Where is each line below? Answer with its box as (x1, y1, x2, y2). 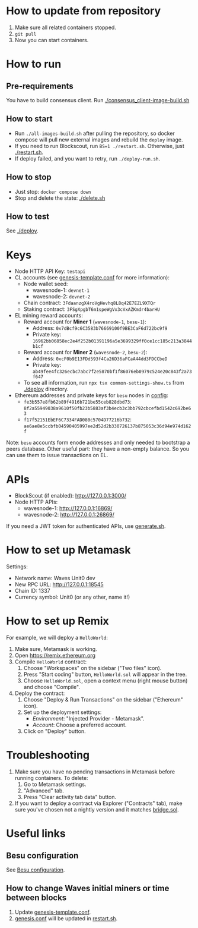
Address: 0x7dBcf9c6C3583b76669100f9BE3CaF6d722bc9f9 (32, 325, 168, 332)
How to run (6, 58, 62, 71)
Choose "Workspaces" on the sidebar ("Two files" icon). (23, 665, 162, 672)
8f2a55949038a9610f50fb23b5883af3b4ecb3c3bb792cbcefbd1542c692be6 (23, 405, 191, 411)
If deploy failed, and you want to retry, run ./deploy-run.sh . (14, 155, 161, 162)
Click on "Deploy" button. (23, 728, 86, 735)
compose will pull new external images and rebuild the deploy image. (14, 136, 183, 143)
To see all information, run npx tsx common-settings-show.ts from (23, 379, 184, 386)
